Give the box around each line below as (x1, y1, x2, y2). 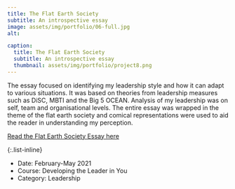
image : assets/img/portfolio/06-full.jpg (7, 23, 130, 30)
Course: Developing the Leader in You (17, 166, 128, 175)
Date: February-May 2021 (17, 159, 92, 167)
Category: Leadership (17, 174, 81, 182)
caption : (7, 43, 33, 50)
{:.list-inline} (7, 145, 43, 154)
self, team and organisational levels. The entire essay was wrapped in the (7, 103, 220, 112)
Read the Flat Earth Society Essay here (7, 132, 119, 140)
